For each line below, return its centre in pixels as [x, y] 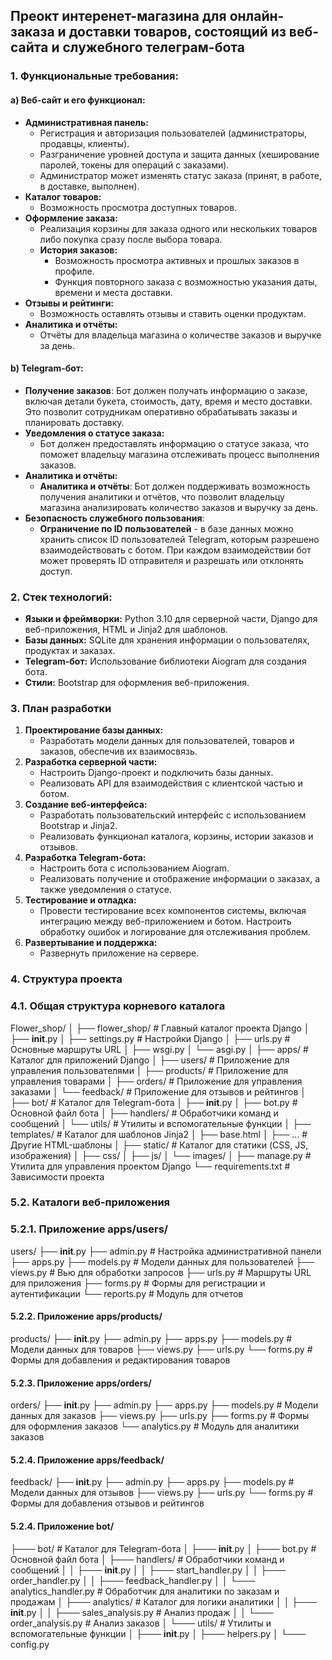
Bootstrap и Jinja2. [78, 826]
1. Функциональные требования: [94, 76]
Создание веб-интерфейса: [86, 805]
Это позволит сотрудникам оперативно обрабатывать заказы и [161, 411]
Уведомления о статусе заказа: [94, 433]
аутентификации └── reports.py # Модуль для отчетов [127, 1293]
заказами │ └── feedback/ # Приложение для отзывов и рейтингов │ [158, 1091]
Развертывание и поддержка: [91, 943]
